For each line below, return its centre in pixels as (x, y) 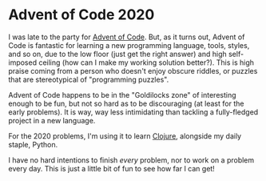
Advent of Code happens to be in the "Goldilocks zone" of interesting (123, 95)
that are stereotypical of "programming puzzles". (89, 79)
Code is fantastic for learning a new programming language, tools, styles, (129, 45)
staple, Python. (33, 144)
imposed (23, 62)
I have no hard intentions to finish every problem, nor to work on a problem (131, 160)
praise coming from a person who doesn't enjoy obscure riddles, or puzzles (133, 70)
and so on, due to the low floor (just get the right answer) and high (118, 54)
